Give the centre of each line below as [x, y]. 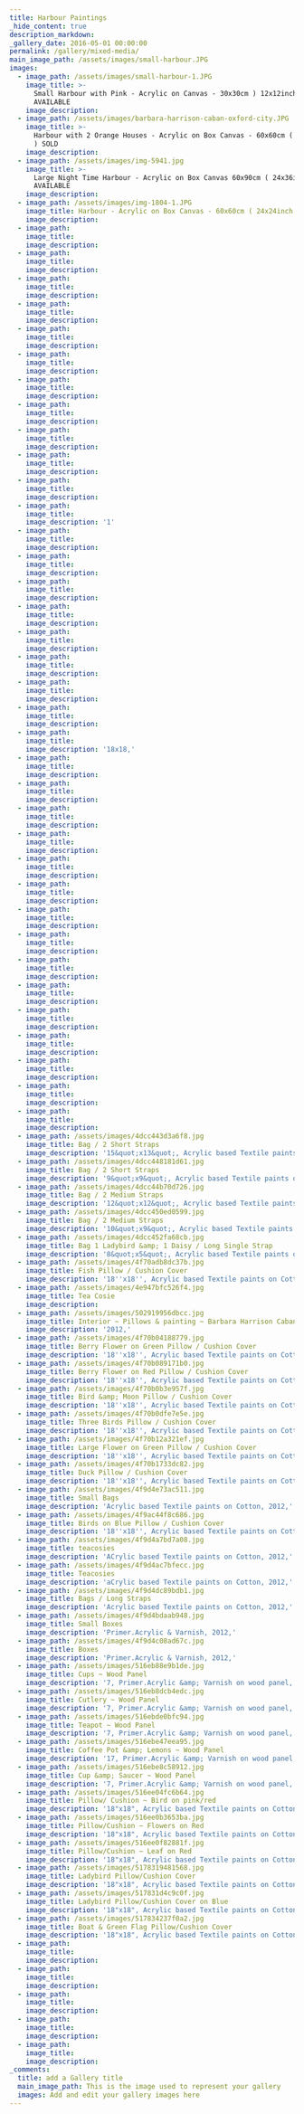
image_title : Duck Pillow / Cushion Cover [107, 1473]
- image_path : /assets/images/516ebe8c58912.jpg [111, 1767]
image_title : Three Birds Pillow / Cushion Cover [121, 1422]
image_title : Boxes [62, 1649]
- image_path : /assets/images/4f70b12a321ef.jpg [111, 1439]
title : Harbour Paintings [58, 18]
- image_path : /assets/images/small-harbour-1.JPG [115, 77]
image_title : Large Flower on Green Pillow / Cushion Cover [141, 1447]
